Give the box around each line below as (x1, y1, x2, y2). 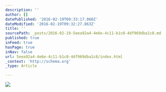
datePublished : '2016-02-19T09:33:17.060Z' (5, 17, 98, 22)
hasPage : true (5, 45, 35, 50)
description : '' (5, 7, 39, 13)
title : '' (5, 26, 26, 31)
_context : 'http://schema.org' (5, 59, 71, 64)
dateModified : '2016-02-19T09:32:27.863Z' (5, 21, 96, 27)
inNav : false (5, 49, 33, 54)
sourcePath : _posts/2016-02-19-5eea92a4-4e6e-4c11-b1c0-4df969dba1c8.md (5, 31, 161, 36)
